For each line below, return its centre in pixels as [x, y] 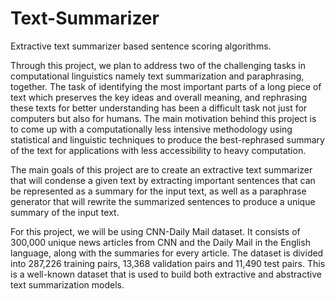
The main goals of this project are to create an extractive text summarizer [161, 169]
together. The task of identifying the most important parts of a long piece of [166, 86]
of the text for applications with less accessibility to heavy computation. [158, 150]
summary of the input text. [65, 212]
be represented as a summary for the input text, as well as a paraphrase [158, 191]
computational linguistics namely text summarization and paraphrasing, [157, 76]
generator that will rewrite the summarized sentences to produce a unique [163, 201]
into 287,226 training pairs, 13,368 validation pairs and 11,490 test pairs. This [168, 263]
